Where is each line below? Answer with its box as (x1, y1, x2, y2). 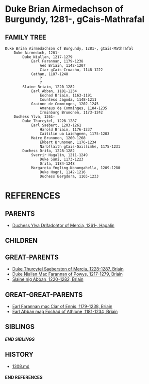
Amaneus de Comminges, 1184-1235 (39, 106, 108, 111)
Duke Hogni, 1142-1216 (39, 170, 86, 174)
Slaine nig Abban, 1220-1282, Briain (12, 276, 83, 282)
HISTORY (5, 350, 34, 359)
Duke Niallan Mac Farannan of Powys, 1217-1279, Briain (12, 271, 123, 277)
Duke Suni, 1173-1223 (39, 157, 83, 162)
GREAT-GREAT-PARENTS (5, 290, 83, 299)
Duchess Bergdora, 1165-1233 (39, 174, 99, 179)
